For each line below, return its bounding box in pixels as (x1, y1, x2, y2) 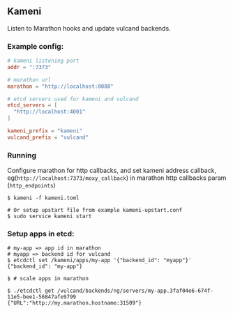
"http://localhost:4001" (13, 108, 86, 116)
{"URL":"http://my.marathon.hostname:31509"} (7, 300, 142, 307)
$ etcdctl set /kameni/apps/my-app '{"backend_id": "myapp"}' (7, 257, 192, 264)
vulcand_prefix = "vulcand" (7, 134, 89, 141)
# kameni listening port (7, 57, 80, 65)
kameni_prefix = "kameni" (7, 128, 82, 135)
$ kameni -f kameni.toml (7, 194, 80, 201)
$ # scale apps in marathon (7, 275, 89, 282)
